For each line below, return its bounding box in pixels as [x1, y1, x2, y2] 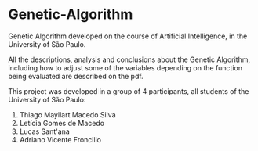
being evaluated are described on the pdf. [8, 71, 144, 81]
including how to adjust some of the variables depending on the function [8, 63, 243, 72]
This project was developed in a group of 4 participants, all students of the [8, 86, 249, 95]
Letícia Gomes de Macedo [19, 118, 104, 128]
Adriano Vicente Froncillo [19, 135, 102, 144]
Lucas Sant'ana [19, 127, 71, 136]
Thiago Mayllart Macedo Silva [19, 110, 116, 119]
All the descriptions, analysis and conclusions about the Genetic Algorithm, [8, 55, 251, 64]
